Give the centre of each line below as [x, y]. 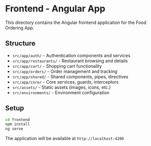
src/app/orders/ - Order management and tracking [65, 71]
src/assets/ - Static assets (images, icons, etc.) [62, 87]
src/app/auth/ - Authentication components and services [71, 55]
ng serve [14, 129]
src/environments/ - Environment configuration [61, 92]
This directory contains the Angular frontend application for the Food [76, 22]
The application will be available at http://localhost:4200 [65, 139]
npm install [17, 124]
